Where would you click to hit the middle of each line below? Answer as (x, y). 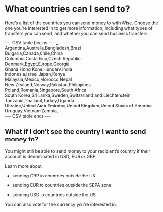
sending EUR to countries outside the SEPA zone (62, 185)
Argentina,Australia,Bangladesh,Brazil (43, 48)
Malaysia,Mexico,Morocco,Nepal (39, 79)
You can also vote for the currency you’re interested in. (61, 204)
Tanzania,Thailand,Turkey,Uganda (40, 100)
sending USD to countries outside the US (54, 194)
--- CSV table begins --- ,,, (33, 42)
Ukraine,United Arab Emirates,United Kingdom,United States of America (79, 106)
